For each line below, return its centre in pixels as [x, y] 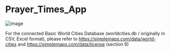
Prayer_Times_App [46, 9]
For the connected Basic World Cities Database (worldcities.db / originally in [85, 33]
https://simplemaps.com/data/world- [117, 39]
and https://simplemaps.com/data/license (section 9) [73, 44]
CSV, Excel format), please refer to [41, 39]
